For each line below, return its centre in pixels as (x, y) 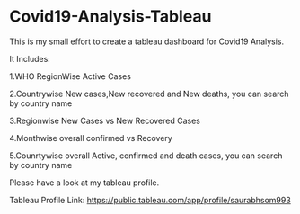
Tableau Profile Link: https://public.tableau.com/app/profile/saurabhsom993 (150, 200)
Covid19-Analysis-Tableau (110, 17)
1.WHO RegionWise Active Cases (71, 76)
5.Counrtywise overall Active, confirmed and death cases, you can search (146, 156)
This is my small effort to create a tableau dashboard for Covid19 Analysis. (147, 41)
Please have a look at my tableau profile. (84, 183)
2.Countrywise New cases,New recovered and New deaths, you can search (149, 94)
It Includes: (30, 58)
